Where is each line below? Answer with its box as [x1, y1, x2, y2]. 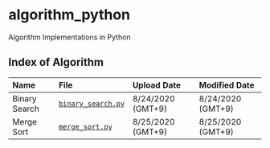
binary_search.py [59, 99, 125, 108]
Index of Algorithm [8, 55, 104, 69]
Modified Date [198, 79, 255, 90]
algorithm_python [8, 6, 131, 24]
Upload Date [132, 79, 181, 90]
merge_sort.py [59, 122, 112, 131]
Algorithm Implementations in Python [8, 32, 131, 42]
